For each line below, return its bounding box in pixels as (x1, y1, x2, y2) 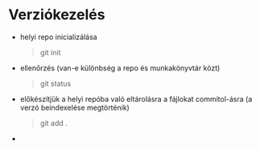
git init (39, 47, 61, 57)
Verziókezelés (8, 6, 105, 24)
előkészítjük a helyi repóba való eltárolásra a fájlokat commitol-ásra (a (19, 94, 253, 103)
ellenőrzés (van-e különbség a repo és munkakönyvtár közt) (19, 62, 221, 73)
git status (39, 79, 72, 88)
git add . (39, 118, 68, 127)
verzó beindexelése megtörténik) (19, 103, 130, 112)
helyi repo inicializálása (19, 32, 98, 42)
